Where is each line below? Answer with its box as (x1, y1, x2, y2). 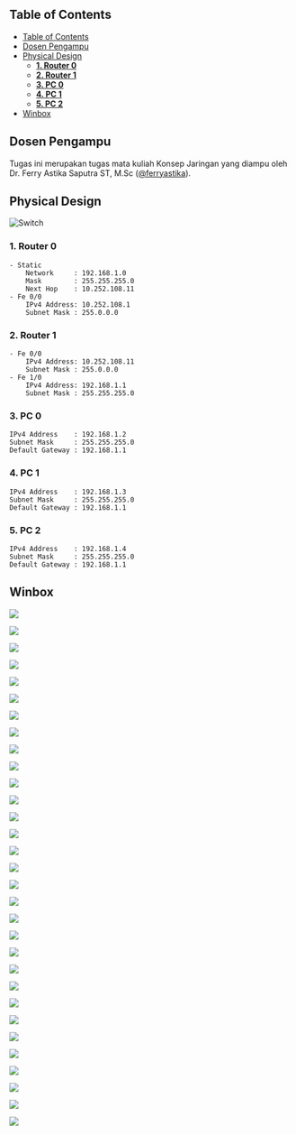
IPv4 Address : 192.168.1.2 (9, 430, 127, 439)
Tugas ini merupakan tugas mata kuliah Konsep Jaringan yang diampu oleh (9, 158, 288, 169)
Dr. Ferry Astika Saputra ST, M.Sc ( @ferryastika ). (9, 167, 192, 179)
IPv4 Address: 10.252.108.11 (25, 357, 135, 366)
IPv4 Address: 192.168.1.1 (25, 381, 127, 391)
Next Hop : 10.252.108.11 (25, 284, 135, 293)
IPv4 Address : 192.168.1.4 (9, 544, 127, 553)
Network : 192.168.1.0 (25, 268, 127, 278)
